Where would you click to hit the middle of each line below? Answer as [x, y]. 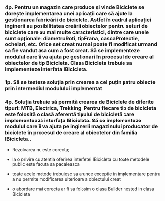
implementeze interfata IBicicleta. [46, 69]
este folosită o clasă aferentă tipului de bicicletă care [70, 114]
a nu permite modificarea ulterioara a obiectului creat [66, 179]
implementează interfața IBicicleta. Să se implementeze [73, 120]
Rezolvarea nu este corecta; [41, 150]
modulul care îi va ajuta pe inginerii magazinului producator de [82, 126]
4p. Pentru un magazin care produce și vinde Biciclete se [75, 7]
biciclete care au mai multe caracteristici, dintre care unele [77, 32]
